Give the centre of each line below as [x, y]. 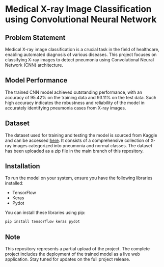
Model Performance [36, 80]
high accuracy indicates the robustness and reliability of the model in [75, 103]
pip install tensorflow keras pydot [42, 222]
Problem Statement [35, 38]
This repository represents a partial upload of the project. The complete [78, 249]
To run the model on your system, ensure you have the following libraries [79, 178]
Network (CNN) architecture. [34, 65]
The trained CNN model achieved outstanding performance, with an [74, 92]
